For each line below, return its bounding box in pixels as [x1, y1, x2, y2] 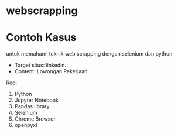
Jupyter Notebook [14, 97, 59, 104]
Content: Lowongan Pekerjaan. [14, 68, 90, 75]
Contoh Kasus [6, 31, 77, 44]
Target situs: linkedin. [14, 61, 66, 68]
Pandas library [14, 103, 50, 110]
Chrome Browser [14, 115, 56, 122]
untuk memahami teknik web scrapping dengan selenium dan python [6, 50, 173, 57]
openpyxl [14, 122, 37, 129]
